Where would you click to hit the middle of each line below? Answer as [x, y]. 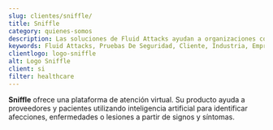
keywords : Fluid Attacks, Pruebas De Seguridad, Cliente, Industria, [129, 46]
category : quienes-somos [50, 31]
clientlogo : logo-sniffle [52, 54]
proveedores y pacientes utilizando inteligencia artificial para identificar [128, 108]
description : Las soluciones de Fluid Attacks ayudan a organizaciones [132, 39]
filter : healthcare [41, 76]
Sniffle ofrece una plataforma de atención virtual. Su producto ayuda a [127, 99]
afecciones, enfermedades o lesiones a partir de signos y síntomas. [122, 117]
